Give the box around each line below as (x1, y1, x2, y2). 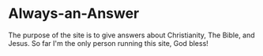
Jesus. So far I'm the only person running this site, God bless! (8, 38, 209, 47)
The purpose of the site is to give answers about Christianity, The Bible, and (8, 30, 255, 40)
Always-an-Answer (8, 5, 140, 23)
